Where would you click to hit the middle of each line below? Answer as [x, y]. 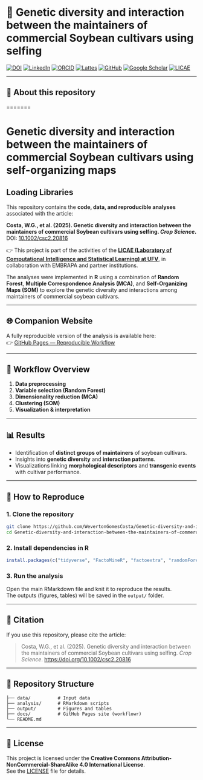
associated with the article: [40, 213]
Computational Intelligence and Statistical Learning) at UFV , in [86, 259]
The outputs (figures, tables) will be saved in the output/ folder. [85, 595]
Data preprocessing [40, 384]
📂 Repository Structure [50, 684]
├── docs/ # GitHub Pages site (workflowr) [74, 714]
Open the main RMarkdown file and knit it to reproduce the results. [89, 589]
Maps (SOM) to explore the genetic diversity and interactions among [92, 289]
